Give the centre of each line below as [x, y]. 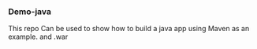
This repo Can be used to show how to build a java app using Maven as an [129, 29]
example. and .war [38, 37]
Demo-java [30, 12]
